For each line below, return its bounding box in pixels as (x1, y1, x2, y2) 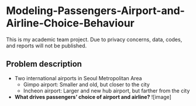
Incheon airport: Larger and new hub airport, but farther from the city (23, 87, 190, 94)
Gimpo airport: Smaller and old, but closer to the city (23, 81, 150, 88)
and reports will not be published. (6, 42, 87, 49)
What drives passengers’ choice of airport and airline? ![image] (14, 93, 171, 100)
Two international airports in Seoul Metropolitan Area (14, 74, 142, 81)
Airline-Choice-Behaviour (6, 16, 135, 30)
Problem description (6, 59, 82, 69)
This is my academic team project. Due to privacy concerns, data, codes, (6, 36, 183, 43)
